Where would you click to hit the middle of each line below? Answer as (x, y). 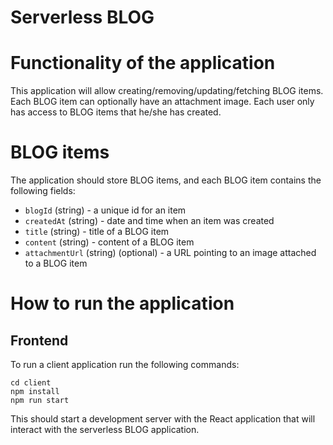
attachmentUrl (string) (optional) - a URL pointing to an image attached (170, 253)
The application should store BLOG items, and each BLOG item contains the (166, 180)
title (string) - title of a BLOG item (97, 232)
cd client (31, 383)
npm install (35, 392)
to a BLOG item (56, 263)
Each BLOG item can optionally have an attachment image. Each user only (162, 102)
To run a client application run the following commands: (125, 365)
